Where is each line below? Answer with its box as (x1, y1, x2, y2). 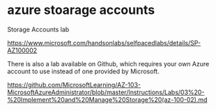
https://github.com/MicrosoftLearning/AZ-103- (7, 80, 141, 89)
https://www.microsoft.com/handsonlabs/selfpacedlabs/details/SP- (7, 38, 201, 47)
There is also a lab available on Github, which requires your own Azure (7, 59, 210, 68)
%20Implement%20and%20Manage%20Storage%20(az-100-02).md (7, 95, 208, 103)
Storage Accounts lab (7, 25, 70, 34)
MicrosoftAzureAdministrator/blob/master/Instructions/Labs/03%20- (7, 88, 205, 96)
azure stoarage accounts (7, 2, 155, 18)
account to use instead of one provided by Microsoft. (7, 67, 160, 75)
